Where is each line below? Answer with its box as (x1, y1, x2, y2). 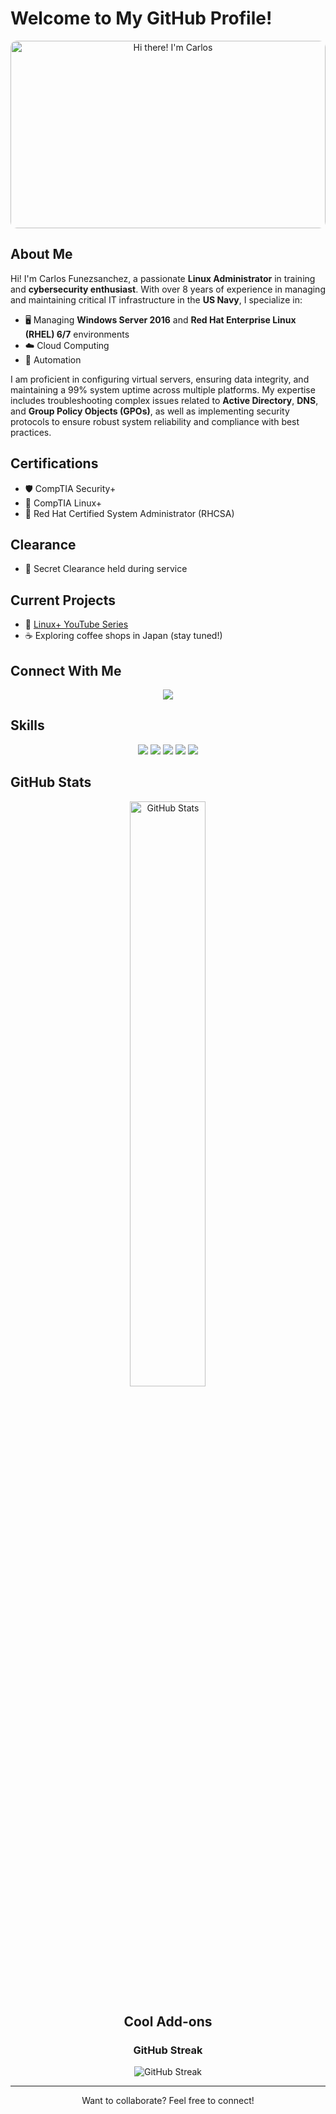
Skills (10, 717, 45, 734)
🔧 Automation (24, 353, 82, 366)
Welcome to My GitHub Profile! (10, 7, 273, 30)
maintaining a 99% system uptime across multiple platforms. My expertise (10, 383, 316, 396)
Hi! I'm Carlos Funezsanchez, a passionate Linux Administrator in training (10, 272, 316, 284)
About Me (10, 246, 73, 263)
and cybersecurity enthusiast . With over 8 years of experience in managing (10, 283, 326, 295)
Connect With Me (10, 662, 122, 679)
